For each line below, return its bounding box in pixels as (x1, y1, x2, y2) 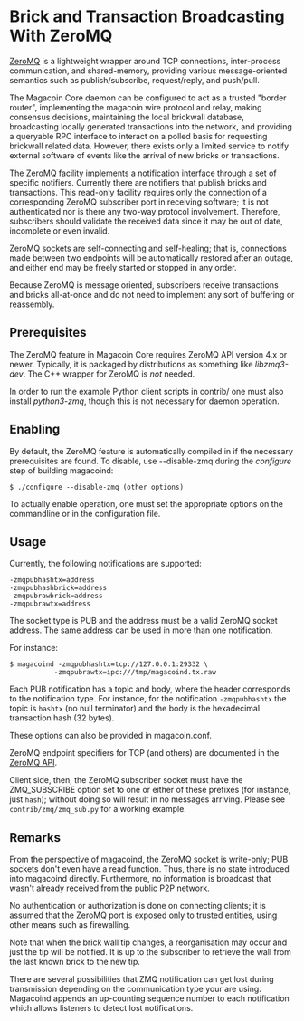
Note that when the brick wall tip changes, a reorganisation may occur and (9, 937, 288, 948)
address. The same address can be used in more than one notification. (9, 625, 273, 635)
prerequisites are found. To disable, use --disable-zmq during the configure (9, 455, 292, 466)
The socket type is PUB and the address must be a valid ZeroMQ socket (9, 615, 278, 626)
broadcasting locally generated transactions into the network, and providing (9, 120, 292, 132)
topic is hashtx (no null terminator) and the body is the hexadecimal (9, 703, 261, 714)
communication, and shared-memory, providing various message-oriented (9, 65, 288, 76)
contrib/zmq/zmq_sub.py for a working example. (9, 804, 187, 815)
